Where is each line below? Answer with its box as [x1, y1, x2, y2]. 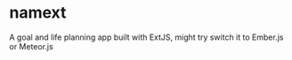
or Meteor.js [9, 41, 53, 51]
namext [9, 3, 67, 23]
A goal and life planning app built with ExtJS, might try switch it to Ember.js [9, 32, 284, 42]
